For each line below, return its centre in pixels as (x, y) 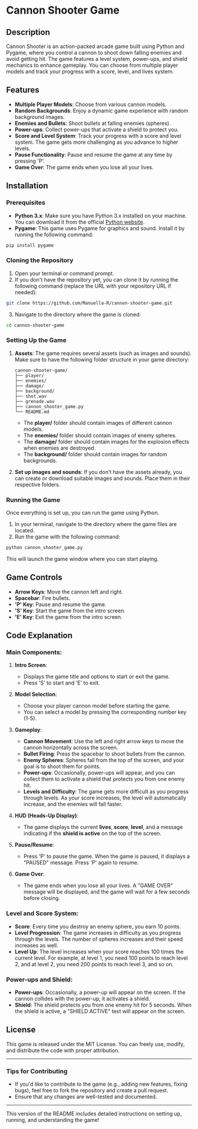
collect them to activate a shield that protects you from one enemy (104, 779)
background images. (39, 117)
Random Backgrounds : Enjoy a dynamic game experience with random (101, 111)
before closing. (42, 898)
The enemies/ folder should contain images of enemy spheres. (100, 435)
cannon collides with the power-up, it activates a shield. (82, 998)
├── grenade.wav (34, 401)
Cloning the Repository (40, 260)
